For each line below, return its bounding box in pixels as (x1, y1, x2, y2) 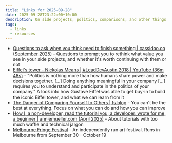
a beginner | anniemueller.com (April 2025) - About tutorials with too (12, 116, 158, 122)
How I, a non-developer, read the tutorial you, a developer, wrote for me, (12, 110, 166, 116)
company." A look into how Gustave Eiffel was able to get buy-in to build (12, 89, 165, 94)
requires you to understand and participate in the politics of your (12, 83, 149, 89)
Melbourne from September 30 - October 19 (12, 132, 107, 138)
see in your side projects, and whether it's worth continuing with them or (12, 56, 167, 62)
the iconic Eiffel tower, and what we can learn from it (12, 94, 124, 100)
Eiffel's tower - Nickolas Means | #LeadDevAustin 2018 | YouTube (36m (12, 67, 164, 73)
